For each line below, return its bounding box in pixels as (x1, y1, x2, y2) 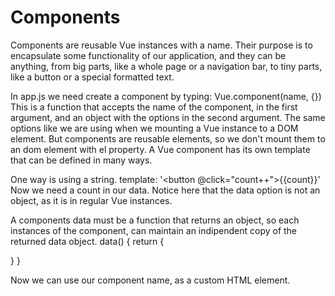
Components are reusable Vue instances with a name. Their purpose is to (10, 39, 313, 51)
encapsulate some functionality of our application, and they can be (10, 49, 287, 61)
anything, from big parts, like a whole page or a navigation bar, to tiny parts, (10, 60, 323, 72)
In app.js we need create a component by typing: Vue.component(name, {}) (10, 90, 322, 102)
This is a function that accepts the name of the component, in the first (10, 101, 298, 113)
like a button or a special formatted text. (10, 71, 175, 83)
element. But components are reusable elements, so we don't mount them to (10, 132, 326, 145)
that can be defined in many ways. (10, 154, 153, 166)
